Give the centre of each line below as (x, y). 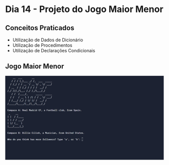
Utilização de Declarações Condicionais (54, 51)
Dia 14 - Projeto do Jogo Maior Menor (84, 9)
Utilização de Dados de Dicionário (48, 40)
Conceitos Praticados (40, 28)
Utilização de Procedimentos (42, 45)
